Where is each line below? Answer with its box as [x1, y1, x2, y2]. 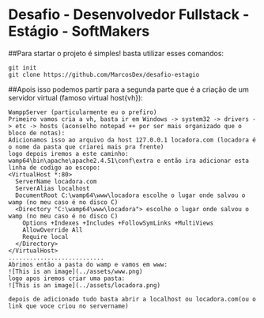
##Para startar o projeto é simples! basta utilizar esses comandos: [8, 48, 224, 58]
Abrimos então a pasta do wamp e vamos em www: [8, 260, 168, 268]
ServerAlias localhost [15, 184, 90, 192]
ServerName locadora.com [15, 177, 97, 185]
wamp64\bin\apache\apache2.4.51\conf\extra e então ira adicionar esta [8, 157, 249, 165]
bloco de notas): [8, 129, 66, 137]
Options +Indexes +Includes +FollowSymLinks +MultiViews [22, 219, 214, 227]
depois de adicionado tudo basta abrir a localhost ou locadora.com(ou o [8, 295, 257, 303]
